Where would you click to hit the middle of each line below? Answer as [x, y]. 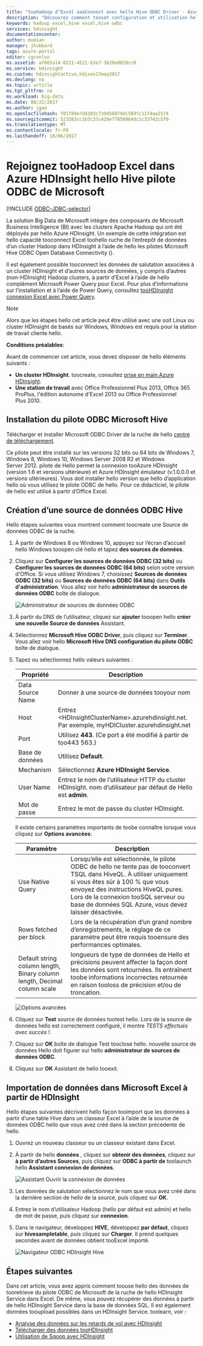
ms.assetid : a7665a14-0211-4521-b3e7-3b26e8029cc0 [71, 63]
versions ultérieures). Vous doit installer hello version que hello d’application [101, 478]
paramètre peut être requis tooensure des [130, 937]
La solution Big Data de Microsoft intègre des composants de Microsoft [95, 220]
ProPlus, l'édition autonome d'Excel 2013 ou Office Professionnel [96, 394]
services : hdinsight [32, 29]
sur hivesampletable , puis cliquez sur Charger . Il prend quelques [97, 1234]
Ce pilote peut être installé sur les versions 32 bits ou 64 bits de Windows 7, [101, 452]
